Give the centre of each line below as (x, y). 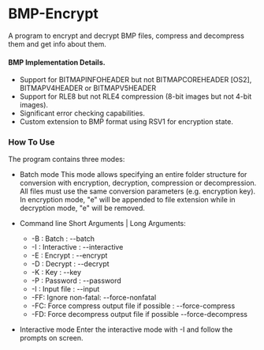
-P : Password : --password (76, 280)
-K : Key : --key (56, 273)
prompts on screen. (52, 338)
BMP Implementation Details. (57, 62)
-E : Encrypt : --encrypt (69, 256)
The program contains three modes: (67, 160)
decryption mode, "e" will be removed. (82, 208)
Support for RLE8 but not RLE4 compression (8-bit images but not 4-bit (136, 96)
